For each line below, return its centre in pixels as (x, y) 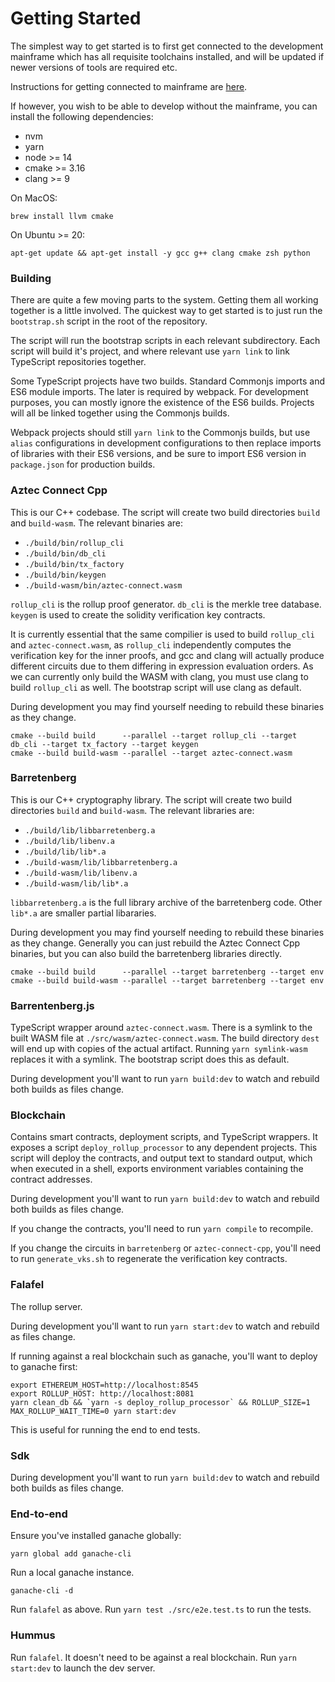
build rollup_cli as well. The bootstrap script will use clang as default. (156, 687)
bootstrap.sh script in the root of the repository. (109, 321)
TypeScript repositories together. (78, 362)
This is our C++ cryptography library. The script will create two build (151, 799)
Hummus (33, 1635)
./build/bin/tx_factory (74, 564)
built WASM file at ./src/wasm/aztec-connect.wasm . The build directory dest (165, 1038)
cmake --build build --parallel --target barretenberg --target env (167, 972)
